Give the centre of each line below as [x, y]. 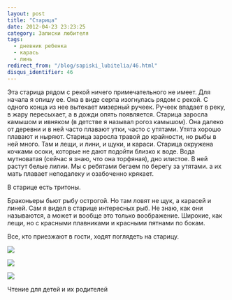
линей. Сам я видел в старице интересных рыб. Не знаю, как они [105, 208]
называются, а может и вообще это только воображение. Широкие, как [115, 215]
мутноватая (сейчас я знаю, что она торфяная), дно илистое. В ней [108, 158]
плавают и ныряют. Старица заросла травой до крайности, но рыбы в [112, 136]
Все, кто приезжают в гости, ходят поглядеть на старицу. [93, 236]
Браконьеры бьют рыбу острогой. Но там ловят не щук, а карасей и [109, 200]
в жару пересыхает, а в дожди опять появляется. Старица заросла [108, 114]
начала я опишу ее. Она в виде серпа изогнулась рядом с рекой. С [108, 99]
